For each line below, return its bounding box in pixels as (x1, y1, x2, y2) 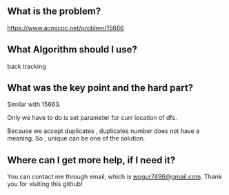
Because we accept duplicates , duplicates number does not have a (7, 127, 200, 135)
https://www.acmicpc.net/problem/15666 (7, 23, 124, 32)
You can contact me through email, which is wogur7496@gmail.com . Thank (7, 172, 222, 181)
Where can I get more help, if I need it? (7, 154, 176, 166)
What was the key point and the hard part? (7, 82, 194, 94)
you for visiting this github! (7, 180, 83, 188)
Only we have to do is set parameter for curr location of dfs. (7, 114, 177, 122)
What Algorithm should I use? (7, 44, 138, 56)
